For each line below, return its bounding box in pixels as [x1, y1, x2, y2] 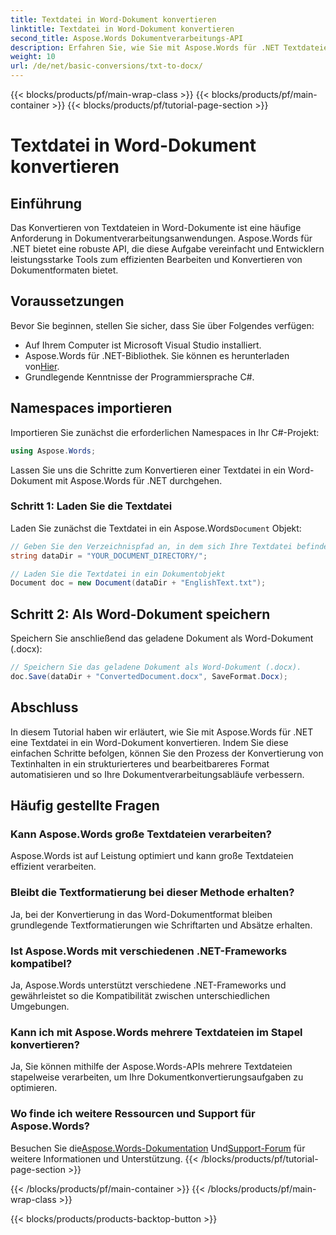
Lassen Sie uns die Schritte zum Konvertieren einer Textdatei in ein [10, 464, 286, 476]
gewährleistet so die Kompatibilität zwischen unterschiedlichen [10, 989, 270, 1001]
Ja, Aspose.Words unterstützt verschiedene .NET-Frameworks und [10, 979, 287, 991]
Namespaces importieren [10, 400, 173, 417]
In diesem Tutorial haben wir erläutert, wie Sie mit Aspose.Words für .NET [10, 726, 314, 738]
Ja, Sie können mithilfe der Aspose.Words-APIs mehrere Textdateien [10, 1061, 293, 1073]
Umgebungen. [10, 1000, 70, 1012]
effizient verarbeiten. [10, 861, 97, 873]
